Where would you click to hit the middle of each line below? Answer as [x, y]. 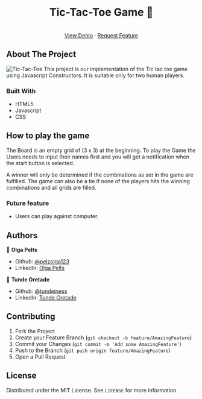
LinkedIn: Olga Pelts [40, 268]
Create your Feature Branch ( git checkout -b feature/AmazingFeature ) [103, 338]
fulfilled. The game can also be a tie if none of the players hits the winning [98, 181]
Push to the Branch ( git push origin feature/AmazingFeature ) [93, 350]
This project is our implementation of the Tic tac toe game [116, 69]
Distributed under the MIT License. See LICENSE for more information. [92, 390]
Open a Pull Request [40, 357]
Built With [21, 91]
